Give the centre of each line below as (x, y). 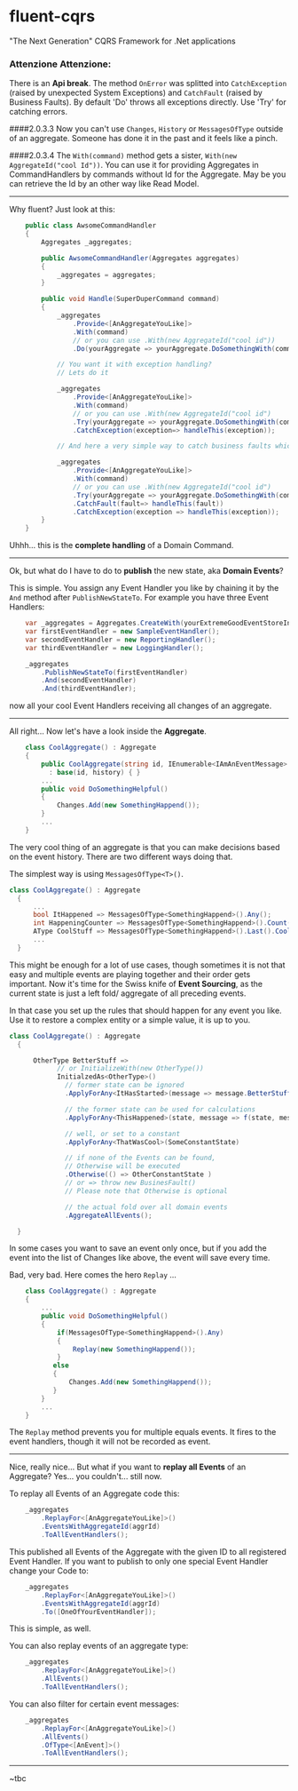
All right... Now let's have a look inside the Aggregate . (108, 731)
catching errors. (39, 112)
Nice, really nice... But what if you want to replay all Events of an (128, 1467)
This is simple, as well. (50, 1628)
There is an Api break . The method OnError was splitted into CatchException (148, 84)
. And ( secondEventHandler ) (89, 681)
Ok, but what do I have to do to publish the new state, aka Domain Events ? (146, 571)
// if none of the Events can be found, (141, 1158)
